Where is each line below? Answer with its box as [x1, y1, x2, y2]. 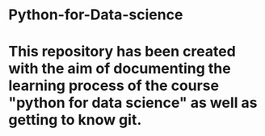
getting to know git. [8, 111, 142, 130]
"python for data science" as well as [8, 94, 258, 112]
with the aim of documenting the [8, 60, 232, 78]
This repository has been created [8, 43, 236, 61]
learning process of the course [8, 76, 220, 95]
